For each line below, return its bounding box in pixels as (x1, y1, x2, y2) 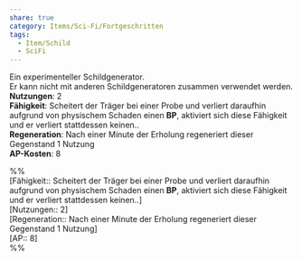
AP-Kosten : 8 (9, 148, 61, 159)
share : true (9, 13, 54, 23)
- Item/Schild (17, 38, 71, 48)
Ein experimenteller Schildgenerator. (9, 71, 145, 82)
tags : (9, 30, 30, 39)
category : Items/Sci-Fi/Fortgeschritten (9, 22, 165, 31)
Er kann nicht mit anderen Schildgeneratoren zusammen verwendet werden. (9, 81, 294, 92)
